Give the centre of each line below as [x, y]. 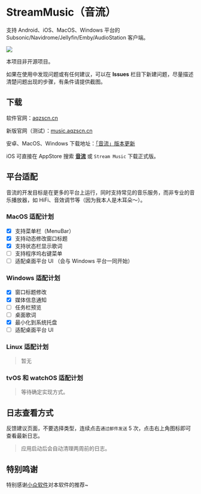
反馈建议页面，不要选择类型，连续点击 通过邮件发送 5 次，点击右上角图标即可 [99, 428]
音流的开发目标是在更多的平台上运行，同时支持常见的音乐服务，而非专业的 [98, 192]
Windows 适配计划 [33, 278]
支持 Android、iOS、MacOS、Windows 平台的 [63, 30]
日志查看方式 [30, 413]
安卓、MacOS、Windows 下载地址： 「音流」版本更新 [71, 143]
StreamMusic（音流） [61, 12]
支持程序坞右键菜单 [39, 254]
